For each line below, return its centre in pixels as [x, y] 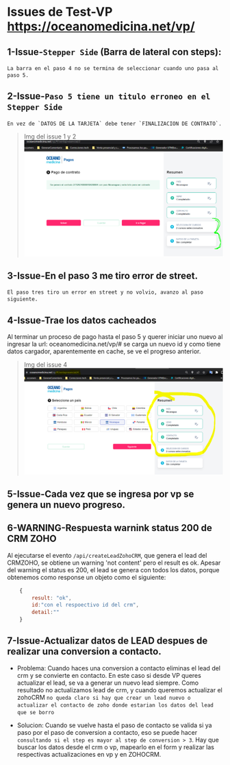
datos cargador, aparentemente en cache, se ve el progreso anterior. [104, 351]
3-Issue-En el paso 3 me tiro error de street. [103, 275]
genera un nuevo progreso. [66, 505]
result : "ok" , [52, 598]
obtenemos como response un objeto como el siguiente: [87, 577]
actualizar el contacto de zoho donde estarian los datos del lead [115, 705]
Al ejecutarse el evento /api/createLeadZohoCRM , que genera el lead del [107, 555]
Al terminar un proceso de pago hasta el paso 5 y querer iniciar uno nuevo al [115, 337]
